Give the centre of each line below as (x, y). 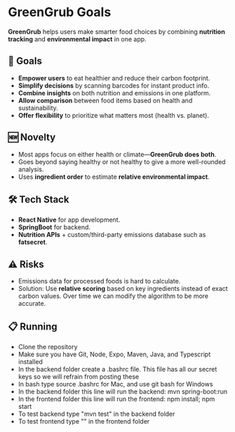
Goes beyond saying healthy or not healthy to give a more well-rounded (122, 161)
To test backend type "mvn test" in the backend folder (96, 414)
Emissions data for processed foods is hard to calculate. (99, 281)
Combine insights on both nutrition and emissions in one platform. (114, 93)
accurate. (32, 304)
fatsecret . (33, 242)
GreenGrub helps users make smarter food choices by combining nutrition (116, 32)
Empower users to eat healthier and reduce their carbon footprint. (114, 78)
